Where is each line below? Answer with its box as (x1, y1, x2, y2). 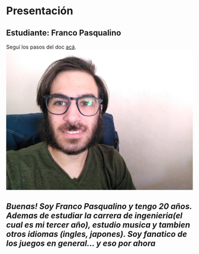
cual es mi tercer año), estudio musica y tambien (6, 220, 191, 230)
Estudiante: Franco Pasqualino (6, 28, 121, 38)
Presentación (6, 4, 73, 18)
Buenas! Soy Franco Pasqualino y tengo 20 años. (6, 201, 192, 211)
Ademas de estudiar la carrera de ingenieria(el (6, 211, 182, 221)
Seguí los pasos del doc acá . (6, 43, 77, 50)
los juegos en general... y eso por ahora (6, 239, 156, 249)
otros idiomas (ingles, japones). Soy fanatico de (6, 229, 188, 239)
